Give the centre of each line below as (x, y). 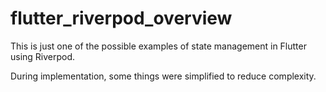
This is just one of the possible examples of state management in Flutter (158, 46)
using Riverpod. (43, 56)
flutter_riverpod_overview (121, 18)
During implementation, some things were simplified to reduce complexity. (163, 76)
